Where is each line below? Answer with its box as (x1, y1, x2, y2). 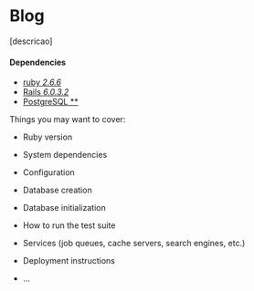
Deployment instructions (22, 255, 116, 266)
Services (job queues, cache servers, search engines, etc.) (22, 238, 246, 249)
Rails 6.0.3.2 (22, 87, 69, 98)
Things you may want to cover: (9, 114, 126, 125)
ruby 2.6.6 (22, 77, 62, 88)
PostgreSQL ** (22, 97, 79, 108)
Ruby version (22, 131, 73, 142)
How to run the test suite (22, 220, 116, 231)
